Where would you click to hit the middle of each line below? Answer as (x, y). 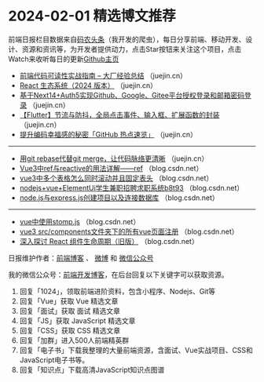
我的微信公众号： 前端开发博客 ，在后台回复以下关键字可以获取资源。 (118, 275)
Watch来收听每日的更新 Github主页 (64, 59)
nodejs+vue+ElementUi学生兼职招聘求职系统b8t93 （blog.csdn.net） (132, 187)
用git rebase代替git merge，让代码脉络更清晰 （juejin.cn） (114, 158)
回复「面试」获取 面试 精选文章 (70, 311)
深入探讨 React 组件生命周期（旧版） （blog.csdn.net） (109, 241)
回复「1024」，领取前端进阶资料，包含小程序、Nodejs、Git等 (117, 291)
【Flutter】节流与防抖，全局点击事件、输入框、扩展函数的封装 (119, 115)
